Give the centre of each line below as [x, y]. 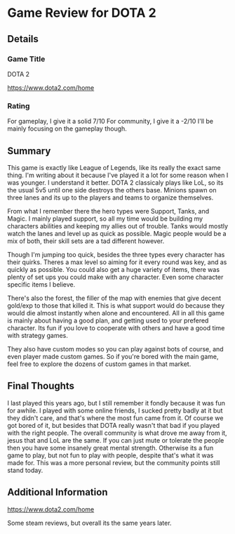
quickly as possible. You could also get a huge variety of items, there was [113, 269]
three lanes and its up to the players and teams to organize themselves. [110, 197]
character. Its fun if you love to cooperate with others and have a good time [116, 327]
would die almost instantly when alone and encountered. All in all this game [116, 313]
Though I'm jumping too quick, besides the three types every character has [116, 254]
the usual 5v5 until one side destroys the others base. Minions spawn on [112, 190]
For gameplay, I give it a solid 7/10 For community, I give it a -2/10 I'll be [110, 122]
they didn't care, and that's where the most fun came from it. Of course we [115, 418]
